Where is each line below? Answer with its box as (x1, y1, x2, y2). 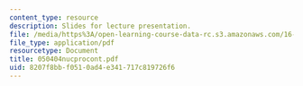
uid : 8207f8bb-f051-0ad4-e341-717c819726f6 (9, 64, 176, 73)
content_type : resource (9, 13, 99, 22)
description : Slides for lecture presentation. (9, 21, 192, 30)
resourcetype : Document (9, 47, 99, 56)
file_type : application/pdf (9, 38, 115, 47)
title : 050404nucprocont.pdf (9, 55, 119, 64)
